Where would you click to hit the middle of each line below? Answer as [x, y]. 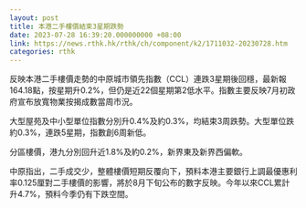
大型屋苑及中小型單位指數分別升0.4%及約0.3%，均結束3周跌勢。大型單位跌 [152, 121]
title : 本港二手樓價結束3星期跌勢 [67, 26]
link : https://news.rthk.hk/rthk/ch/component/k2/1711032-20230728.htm [148, 43]
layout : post [34, 18]
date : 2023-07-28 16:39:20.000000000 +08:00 [95, 35]
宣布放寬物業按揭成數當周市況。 [77, 102]
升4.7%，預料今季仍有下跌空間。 [72, 194]
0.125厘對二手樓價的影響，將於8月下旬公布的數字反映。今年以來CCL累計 [153, 182]
